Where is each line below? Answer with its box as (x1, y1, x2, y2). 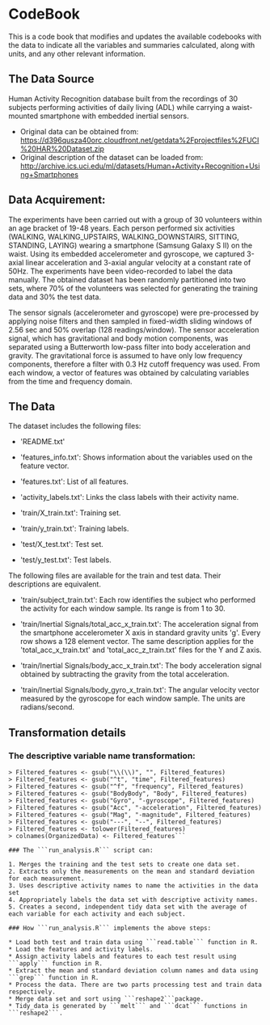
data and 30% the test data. (8, 292, 102, 302)
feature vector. (19, 461, 70, 471)
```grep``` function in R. (8, 974, 99, 982)
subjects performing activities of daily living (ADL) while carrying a (8, 102, 230, 112)
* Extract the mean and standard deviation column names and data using (8, 967, 259, 975)
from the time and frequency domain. (8, 376, 133, 386)
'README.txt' (19, 437, 65, 447)
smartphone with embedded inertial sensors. (40, 111, 189, 121)
